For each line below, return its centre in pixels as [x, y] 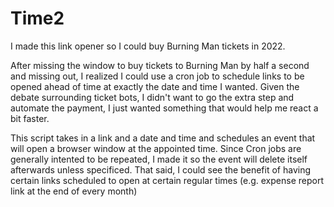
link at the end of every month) [74, 191]
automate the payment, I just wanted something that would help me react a [164, 108]
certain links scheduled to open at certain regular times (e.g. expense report [167, 180]
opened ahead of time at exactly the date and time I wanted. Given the [155, 86]
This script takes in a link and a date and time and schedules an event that [163, 138]
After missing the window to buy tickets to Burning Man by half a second [160, 65]
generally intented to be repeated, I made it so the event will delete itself [159, 159]
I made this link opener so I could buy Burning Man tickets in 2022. [148, 46]
